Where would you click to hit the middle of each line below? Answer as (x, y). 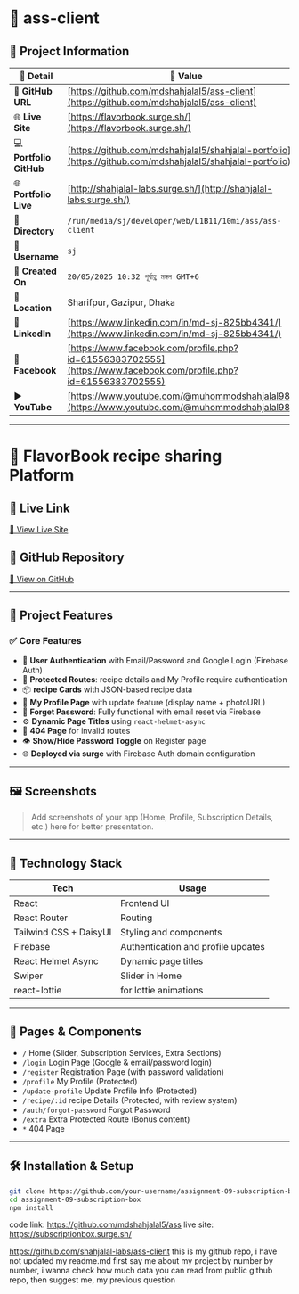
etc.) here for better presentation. (92, 827)
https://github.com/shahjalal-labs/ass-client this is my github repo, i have (143, 1251)
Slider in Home (151, 976)
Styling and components (171, 933)
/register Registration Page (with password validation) (123, 1071)
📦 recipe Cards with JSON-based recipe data (107, 689)
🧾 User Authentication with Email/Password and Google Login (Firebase (155, 660)
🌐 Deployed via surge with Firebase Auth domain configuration (138, 754)
